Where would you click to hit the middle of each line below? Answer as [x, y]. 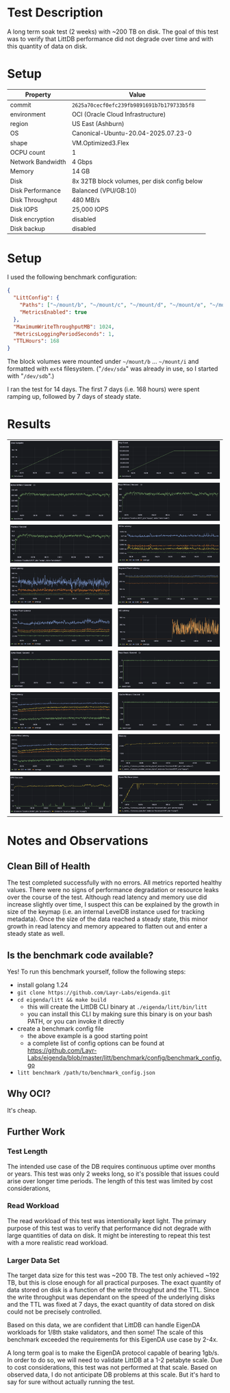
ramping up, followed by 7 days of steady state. [74, 397]
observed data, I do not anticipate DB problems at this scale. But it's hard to [114, 1374]
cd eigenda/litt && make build [62, 1000]
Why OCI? [29, 1094]
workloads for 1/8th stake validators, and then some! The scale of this [105, 1332]
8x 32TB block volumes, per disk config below [137, 181]
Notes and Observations [78, 841]
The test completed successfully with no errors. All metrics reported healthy [115, 883]
